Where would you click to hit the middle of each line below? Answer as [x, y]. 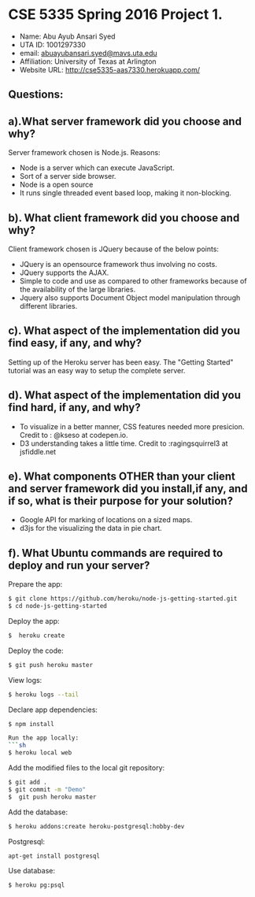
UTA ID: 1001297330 [53, 44]
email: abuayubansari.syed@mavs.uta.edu [88, 53]
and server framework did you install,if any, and [128, 489]
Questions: [36, 95]
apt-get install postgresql [54, 856]
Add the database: [38, 812]
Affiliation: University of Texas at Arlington [88, 61]
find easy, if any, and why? [75, 343]
